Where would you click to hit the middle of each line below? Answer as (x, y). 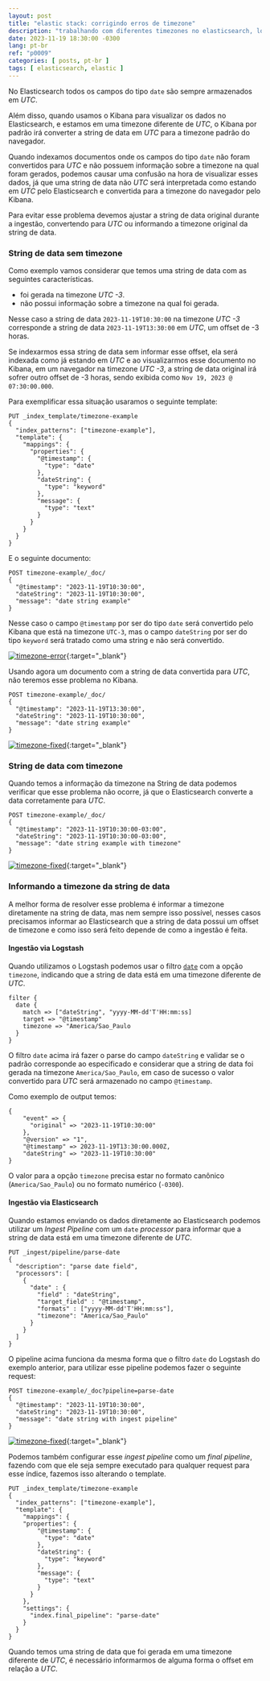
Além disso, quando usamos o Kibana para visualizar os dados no (117, 115)
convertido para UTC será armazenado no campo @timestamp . (110, 1081)
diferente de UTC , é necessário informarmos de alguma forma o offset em (131, 1660)
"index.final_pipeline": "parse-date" (94, 1616)
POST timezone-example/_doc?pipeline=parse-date (91, 1391)
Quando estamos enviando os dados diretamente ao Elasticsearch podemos (135, 1221)
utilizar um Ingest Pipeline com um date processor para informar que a (125, 1229)
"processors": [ (43, 1274)
